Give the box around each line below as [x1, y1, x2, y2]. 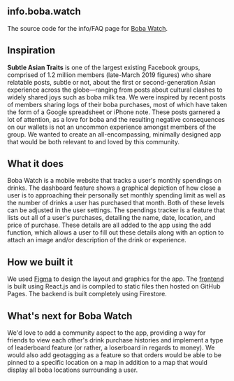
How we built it [7, 256, 73, 268]
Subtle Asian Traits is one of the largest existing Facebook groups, [7, 63, 200, 71]
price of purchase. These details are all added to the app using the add [7, 221, 212, 230]
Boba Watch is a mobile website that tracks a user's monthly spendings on [7, 176, 222, 185]
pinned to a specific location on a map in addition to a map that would [7, 359, 208, 367]
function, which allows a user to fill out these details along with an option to [7, 228, 224, 237]
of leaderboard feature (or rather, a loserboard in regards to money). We [7, 343, 215, 352]
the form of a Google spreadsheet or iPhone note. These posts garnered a [7, 108, 221, 116]
